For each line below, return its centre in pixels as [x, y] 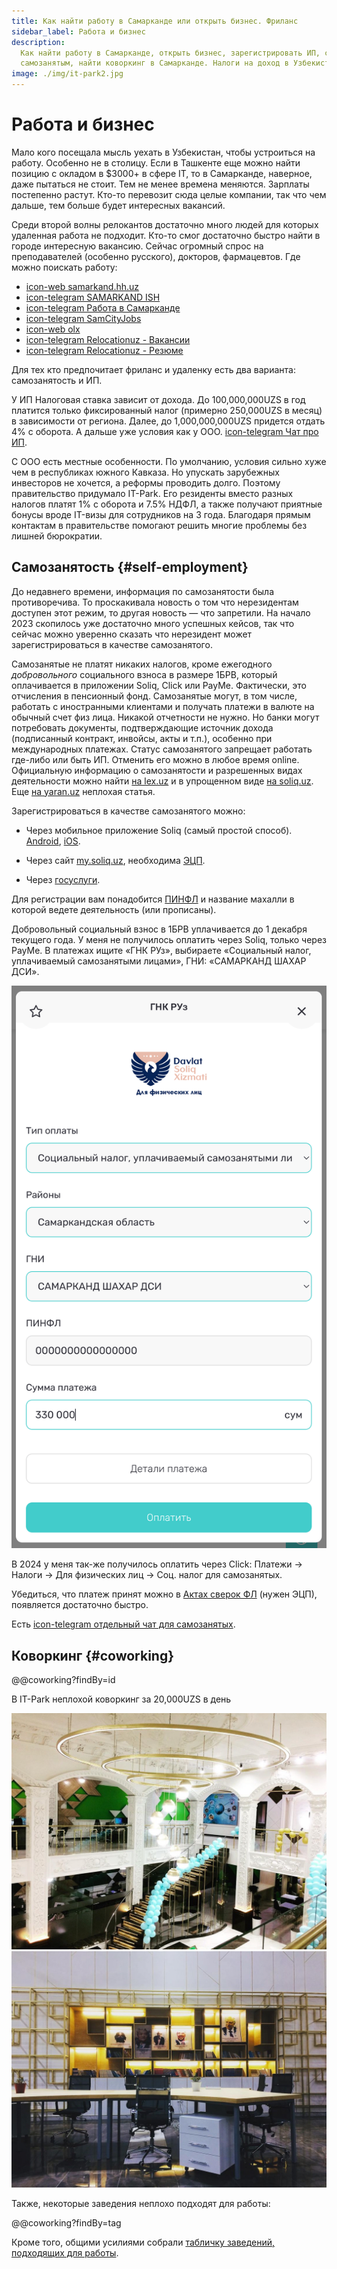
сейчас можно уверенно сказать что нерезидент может [132, 634]
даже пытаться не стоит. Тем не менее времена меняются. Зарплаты [160, 184]
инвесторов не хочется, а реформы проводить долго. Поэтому [146, 482]
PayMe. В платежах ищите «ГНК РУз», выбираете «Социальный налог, [161, 950]
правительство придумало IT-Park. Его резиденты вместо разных [152, 493]
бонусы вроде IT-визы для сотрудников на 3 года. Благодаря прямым [161, 514]
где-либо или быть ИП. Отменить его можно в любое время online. [155, 759]
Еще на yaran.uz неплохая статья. [83, 791]
